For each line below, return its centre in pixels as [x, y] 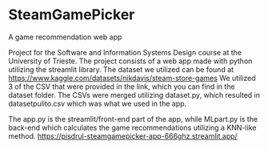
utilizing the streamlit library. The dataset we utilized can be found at [121, 69]
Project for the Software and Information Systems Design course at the [125, 52]
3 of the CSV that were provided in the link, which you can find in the [122, 87]
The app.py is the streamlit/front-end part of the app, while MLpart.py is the [133, 119]
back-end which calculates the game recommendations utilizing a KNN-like [132, 127]
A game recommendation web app [65, 37]
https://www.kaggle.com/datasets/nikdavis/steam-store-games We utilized [132, 78]
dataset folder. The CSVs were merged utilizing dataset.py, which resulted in [134, 95]
